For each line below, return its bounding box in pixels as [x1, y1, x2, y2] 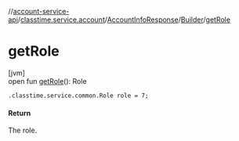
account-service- [13, 7, 70, 16]
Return [8, 108, 31, 117]
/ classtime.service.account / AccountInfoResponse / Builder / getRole [17, 15, 231, 24]
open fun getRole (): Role [8, 76, 88, 85]
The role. [8, 125, 38, 136]
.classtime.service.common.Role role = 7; [8, 92, 149, 99]
